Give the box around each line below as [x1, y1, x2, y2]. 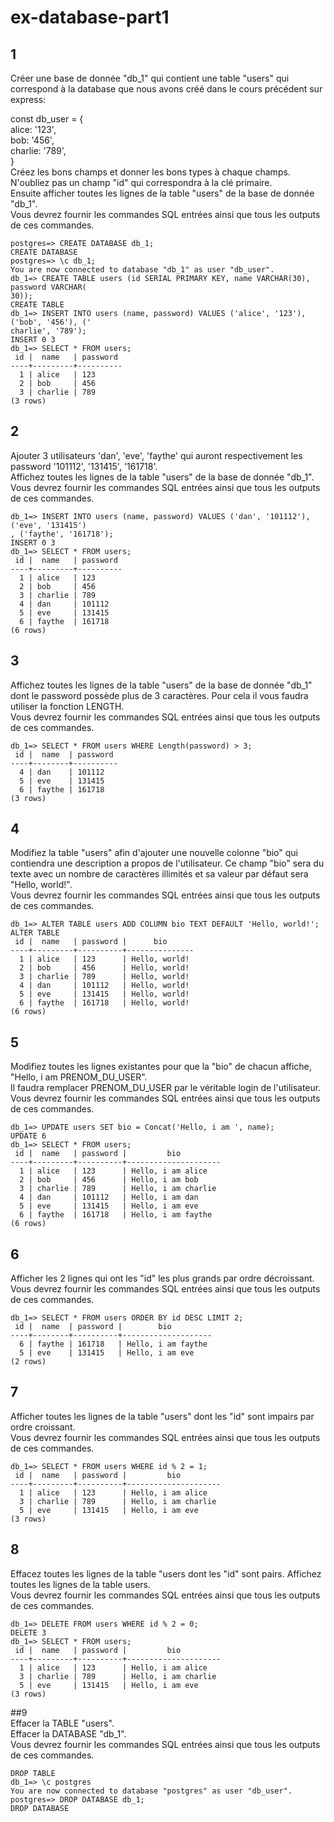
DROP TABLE [10, 1768, 56, 1778]
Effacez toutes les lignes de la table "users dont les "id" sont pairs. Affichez [10, 1567, 322, 1580]
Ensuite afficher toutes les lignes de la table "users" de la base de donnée [10, 187, 315, 199]
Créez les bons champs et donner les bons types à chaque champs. [10, 166, 291, 178]
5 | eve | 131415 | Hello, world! [19, 989, 190, 1000]
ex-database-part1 [10, 6, 170, 29]
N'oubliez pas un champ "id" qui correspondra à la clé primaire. [10, 177, 273, 188]
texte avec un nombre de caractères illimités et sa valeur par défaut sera [10, 868, 309, 880]
